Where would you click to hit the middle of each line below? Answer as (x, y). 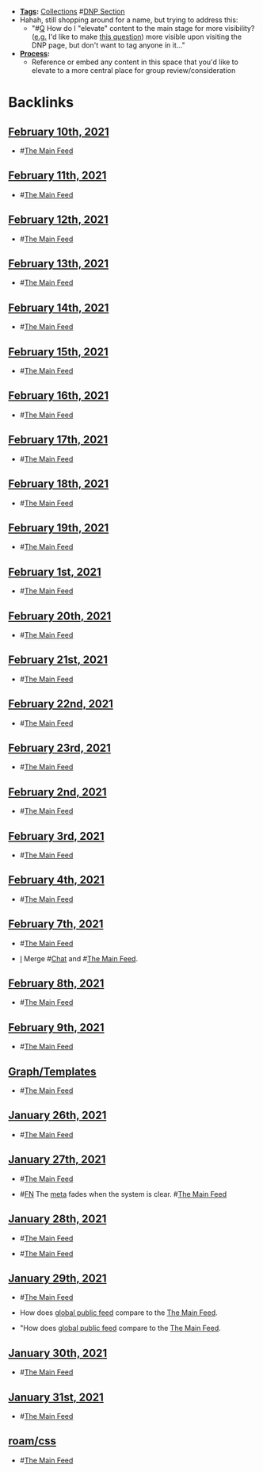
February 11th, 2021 (57, 176)
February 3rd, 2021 (56, 836)
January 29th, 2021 (57, 1278)
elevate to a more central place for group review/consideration (133, 70)
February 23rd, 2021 (59, 747)
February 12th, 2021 (58, 220)
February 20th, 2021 (60, 616)
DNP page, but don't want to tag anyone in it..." (108, 45)
